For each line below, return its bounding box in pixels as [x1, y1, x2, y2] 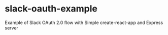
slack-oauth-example [5, 3, 97, 14]
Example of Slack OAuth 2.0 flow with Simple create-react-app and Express [5, 19, 163, 25]
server [5, 24, 19, 30]
